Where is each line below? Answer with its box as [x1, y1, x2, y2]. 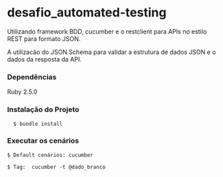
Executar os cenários [7, 136, 80, 146]
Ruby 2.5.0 [7, 87, 38, 96]
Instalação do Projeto [7, 105, 80, 114]
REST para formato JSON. [7, 34, 81, 42]
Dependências [7, 72, 57, 81]
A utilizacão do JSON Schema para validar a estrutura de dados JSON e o [7, 48, 216, 56]
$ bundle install [13, 120, 63, 127]
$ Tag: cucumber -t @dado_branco [7, 163, 106, 170]
